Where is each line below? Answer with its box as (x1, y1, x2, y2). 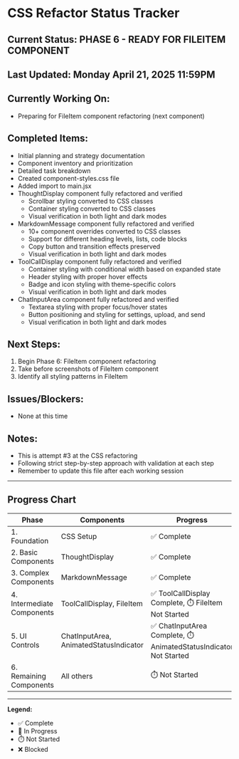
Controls (11, 640, 40, 650)
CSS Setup (60, 531, 97, 541)
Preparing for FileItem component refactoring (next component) (17, 112, 205, 120)
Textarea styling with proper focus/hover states (28, 303, 168, 311)
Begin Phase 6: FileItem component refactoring (17, 357, 156, 366)
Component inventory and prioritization (17, 159, 133, 167)
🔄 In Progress (17, 726, 58, 735)
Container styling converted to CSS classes (28, 204, 156, 213)
